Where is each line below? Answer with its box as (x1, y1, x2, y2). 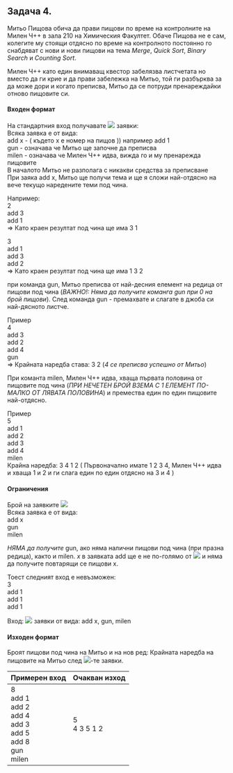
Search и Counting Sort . (7, 54, 77, 62)
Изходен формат (7, 632, 59, 641)
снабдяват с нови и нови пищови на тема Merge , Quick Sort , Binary (7, 46, 207, 54)
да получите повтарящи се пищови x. (7, 559, 118, 568)
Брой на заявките (7, 501, 60, 509)
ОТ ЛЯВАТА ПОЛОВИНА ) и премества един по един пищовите (31, 389, 217, 397)
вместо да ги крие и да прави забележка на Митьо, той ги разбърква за (7, 74, 223, 83)
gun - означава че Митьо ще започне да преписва (7, 144, 157, 152)
